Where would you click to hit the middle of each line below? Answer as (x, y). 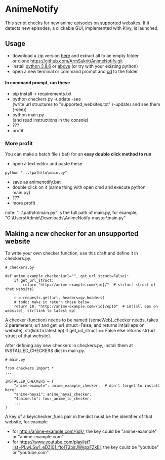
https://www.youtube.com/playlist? (55, 442)
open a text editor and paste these (47, 164)
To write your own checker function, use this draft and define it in (72, 253)
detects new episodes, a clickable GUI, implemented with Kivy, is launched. (82, 28)
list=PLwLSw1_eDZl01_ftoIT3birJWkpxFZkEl (57, 447)
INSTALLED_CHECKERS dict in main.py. (45, 351)
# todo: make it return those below (52, 302)
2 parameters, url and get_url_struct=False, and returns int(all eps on (75, 325)
